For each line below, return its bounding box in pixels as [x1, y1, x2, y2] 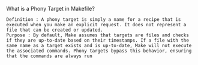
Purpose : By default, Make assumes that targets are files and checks [6, 32, 189, 38]
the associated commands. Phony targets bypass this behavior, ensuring [6, 48, 192, 54]
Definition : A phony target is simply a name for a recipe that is [6, 17, 181, 23]
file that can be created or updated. [6, 27, 103, 33]
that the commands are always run [6, 53, 93, 59]
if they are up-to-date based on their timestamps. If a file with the [6, 38, 189, 44]
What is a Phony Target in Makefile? [6, 5, 95, 12]
